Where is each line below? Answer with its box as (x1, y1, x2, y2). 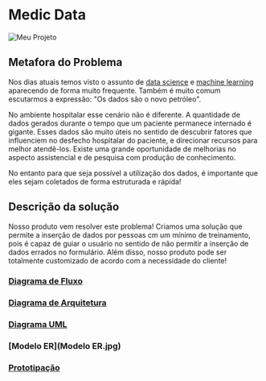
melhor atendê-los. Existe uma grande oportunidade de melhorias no (8, 143, 237, 154)
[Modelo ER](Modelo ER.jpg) (8, 341, 121, 352)
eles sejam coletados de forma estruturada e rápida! (8, 176, 182, 186)
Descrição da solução (8, 200, 120, 214)
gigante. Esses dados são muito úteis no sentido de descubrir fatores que (8, 126, 252, 136)
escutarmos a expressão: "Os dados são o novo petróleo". (8, 94, 202, 104)
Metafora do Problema (8, 56, 123, 69)
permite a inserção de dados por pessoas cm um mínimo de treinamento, (8, 230, 251, 239)
